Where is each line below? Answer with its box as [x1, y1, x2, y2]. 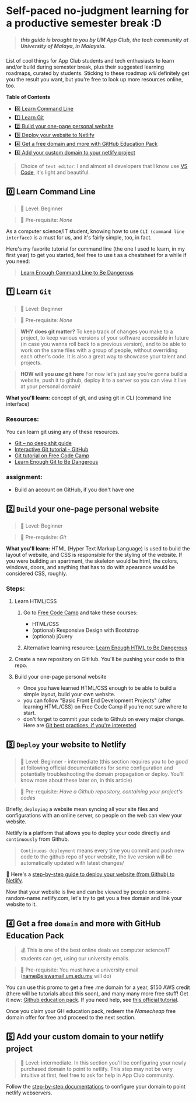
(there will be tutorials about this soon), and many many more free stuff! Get [6, 990, 188, 997]
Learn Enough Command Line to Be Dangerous [20, 269, 134, 276]
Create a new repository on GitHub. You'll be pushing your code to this [14, 656, 185, 663]
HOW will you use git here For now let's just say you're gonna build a [20, 370, 187, 377]
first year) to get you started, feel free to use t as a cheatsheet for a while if [6, 251, 187, 258]
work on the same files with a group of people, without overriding [20, 347, 178, 354]
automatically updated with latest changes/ [20, 860, 124, 867]
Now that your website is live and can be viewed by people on [6, 888, 155, 895]
